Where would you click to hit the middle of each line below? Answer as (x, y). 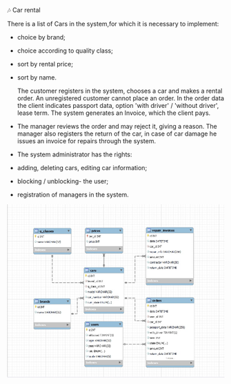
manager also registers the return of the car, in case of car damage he (117, 134)
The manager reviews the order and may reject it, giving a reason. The (117, 126)
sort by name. (37, 77)
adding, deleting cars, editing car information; (82, 168)
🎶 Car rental (24, 10)
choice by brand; (41, 37)
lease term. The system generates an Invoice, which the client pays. (114, 113)
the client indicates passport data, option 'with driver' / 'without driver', (118, 106)
